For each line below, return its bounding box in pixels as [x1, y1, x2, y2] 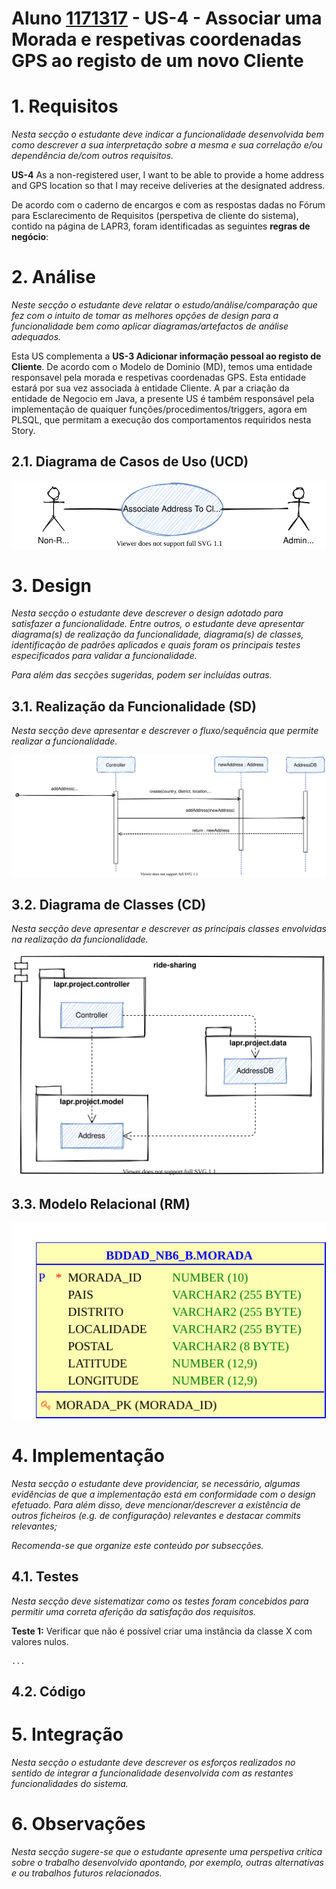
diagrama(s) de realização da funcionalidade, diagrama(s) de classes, [11, 628, 304, 641]
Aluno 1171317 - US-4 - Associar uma [11, 7, 323, 30]
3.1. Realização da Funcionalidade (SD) [11, 698, 257, 715]
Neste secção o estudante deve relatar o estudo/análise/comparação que [11, 299, 318, 311]
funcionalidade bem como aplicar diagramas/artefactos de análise [11, 320, 289, 332]
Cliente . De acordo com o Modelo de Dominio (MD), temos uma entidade [11, 361, 313, 373]
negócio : [11, 231, 49, 243]
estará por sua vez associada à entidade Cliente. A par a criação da [11, 382, 290, 394]
